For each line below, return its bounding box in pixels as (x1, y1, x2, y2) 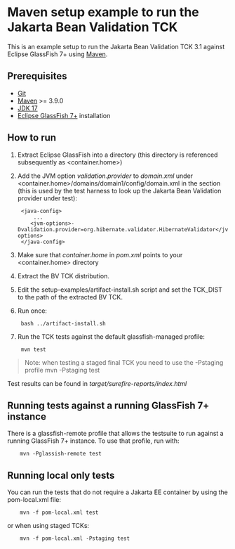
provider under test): (17, 194, 77, 202)
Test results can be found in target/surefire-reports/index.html (7, 379, 187, 387)
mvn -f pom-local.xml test (20, 509, 99, 517)
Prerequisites (7, 70, 67, 82)
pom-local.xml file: (7, 496, 62, 504)
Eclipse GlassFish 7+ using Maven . (7, 50, 108, 58)
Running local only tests (7, 469, 115, 482)
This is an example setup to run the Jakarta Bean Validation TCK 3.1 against (7, 42, 225, 51)
